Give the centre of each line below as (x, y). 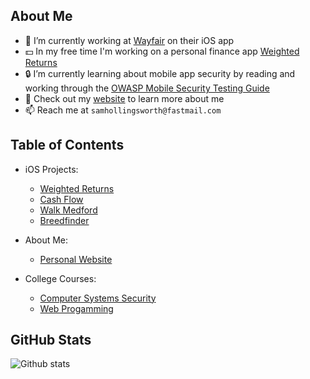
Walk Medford (68, 210)
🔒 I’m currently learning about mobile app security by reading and (160, 73)
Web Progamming (76, 308)
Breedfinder (64, 220)
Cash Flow (61, 199)
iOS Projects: (51, 169)
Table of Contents (67, 145)
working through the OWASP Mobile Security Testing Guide (147, 88)
